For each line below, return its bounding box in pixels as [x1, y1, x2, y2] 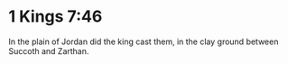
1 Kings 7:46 [8, 6, 103, 27]
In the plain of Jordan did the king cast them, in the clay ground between [8, 36, 279, 47]
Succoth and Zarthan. [8, 45, 89, 56]
